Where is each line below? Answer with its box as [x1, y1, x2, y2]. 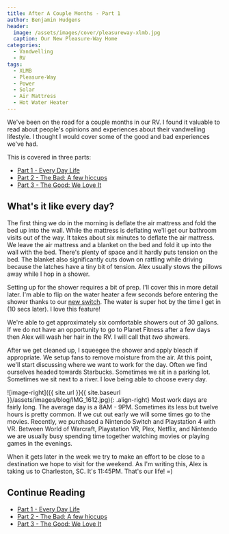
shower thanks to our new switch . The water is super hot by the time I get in [7, 297, 221, 305]
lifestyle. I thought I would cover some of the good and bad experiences [7, 132, 210, 140]
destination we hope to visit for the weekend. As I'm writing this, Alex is [7, 459, 208, 468]
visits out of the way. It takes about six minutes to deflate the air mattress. [7, 233, 215, 242]
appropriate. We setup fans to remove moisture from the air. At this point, [7, 353, 213, 361]
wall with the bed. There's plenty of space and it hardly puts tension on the [7, 248, 218, 256]
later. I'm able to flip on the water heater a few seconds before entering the [7, 290, 219, 298]
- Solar [13, 86, 36, 93]
